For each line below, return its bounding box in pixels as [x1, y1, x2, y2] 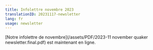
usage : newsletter [5, 21, 43, 26]
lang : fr [5, 16, 23, 21]
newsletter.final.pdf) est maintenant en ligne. [5, 40, 96, 46]
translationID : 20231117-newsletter [5, 12, 80, 17]
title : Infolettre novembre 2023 [5, 7, 74, 12]
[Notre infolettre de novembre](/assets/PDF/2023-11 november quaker [5, 34, 148, 40]
